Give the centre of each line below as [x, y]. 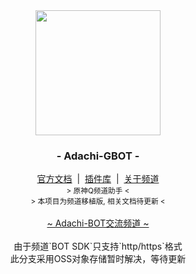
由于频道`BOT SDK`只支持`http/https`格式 [98, 246]
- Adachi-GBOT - [98, 156]
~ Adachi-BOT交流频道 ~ [98, 223]
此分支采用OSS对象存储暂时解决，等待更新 [98, 259]
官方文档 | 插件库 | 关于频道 [98, 179]
